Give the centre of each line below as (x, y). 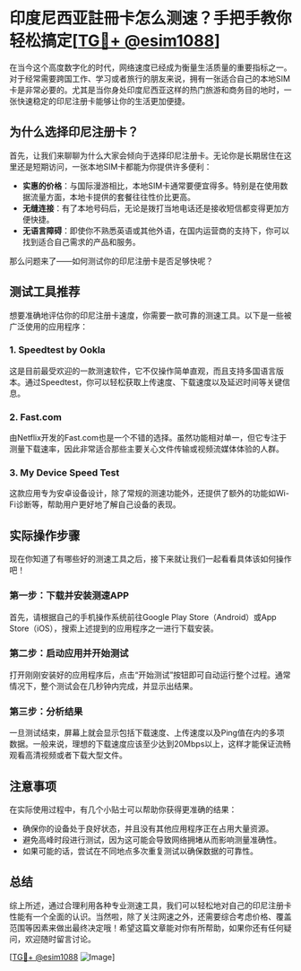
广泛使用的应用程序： (48, 326)
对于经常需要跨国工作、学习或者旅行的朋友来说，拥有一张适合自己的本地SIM (150, 78)
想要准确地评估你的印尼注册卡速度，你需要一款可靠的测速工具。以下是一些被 (150, 315)
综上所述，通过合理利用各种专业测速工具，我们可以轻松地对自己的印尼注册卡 (150, 905)
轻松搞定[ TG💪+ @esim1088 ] (115, 41)
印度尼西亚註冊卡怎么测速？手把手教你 (151, 18)
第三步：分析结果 (46, 712)
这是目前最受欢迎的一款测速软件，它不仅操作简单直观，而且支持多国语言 (142, 371)
